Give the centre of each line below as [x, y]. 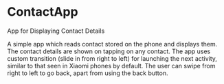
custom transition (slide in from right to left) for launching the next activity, [112, 58]
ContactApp [43, 12]
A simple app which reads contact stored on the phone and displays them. [112, 44]
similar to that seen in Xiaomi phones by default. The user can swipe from [111, 66]
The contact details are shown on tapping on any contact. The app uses [109, 51]
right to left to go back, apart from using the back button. [88, 73]
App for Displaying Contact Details [56, 31]
